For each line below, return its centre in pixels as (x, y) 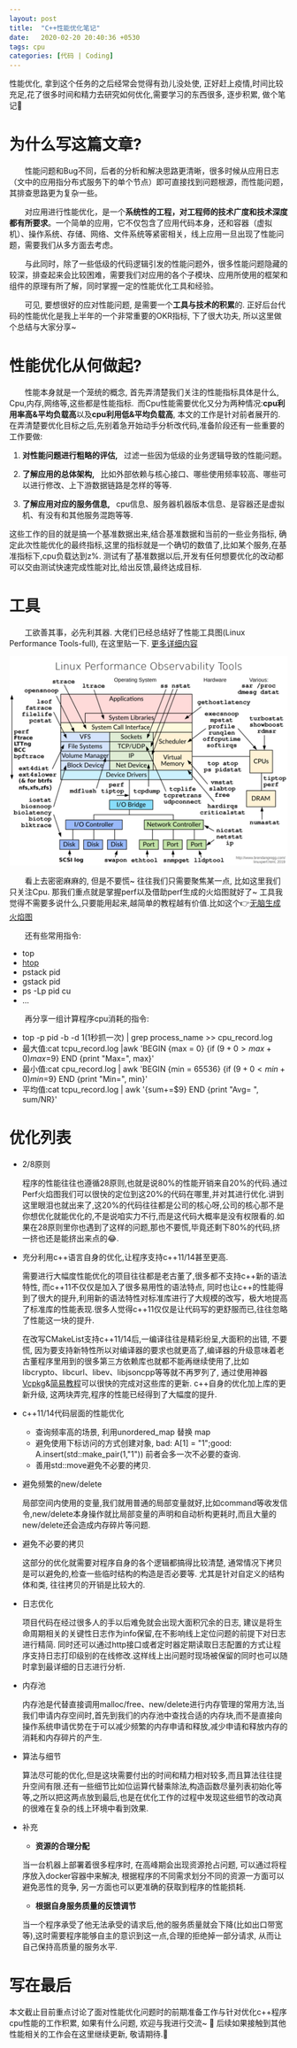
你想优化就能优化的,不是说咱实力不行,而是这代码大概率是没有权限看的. (149, 1216)
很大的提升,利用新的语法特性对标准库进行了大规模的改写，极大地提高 (163, 1298)
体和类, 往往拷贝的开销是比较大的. (84, 1584)
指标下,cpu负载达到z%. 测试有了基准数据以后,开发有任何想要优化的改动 (146, 556)
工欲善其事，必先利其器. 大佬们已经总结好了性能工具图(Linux (135, 632)
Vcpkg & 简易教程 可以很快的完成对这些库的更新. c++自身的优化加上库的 (150, 1383)
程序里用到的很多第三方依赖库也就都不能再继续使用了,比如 (143, 1361)
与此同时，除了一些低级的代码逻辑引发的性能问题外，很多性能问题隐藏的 (156, 264)
